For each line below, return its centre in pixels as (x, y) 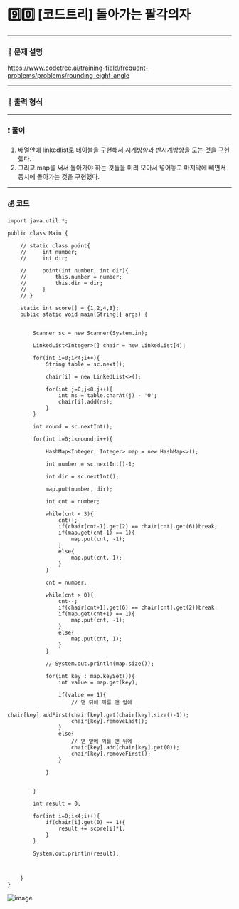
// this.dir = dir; (62, 283)
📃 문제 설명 (25, 52)
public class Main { (38, 233)
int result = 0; (57, 804)
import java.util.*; (38, 221)
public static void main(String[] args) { (84, 314)
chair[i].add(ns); (85, 402)
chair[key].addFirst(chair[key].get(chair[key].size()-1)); (99, 715)
